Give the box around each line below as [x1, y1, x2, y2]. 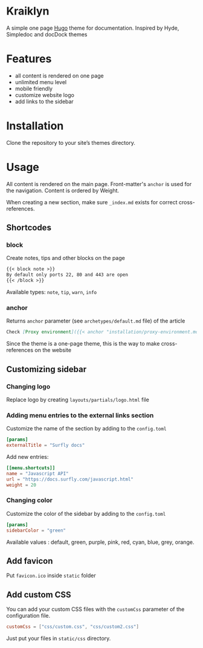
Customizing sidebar [6, 364, 87, 374]
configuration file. [6, 612, 50, 620]
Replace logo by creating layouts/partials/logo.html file [6, 396, 149, 403]
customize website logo [14, 91, 74, 98]
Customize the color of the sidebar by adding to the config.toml [6, 510, 166, 517]
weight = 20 [6, 482, 36, 488]
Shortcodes [6, 222, 51, 233]
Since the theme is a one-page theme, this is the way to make [6, 340, 160, 347]
